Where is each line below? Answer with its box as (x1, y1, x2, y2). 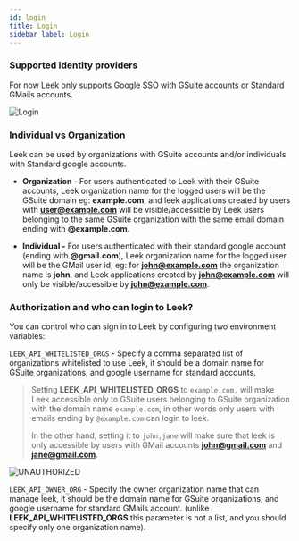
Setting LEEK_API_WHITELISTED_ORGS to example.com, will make (30, 385, 275, 395)
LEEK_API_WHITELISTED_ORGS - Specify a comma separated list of (9, 348, 244, 359)
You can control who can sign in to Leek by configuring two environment (9, 321, 277, 332)
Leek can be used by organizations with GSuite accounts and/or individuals (9, 148, 287, 159)
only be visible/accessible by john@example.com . (21, 278, 210, 289)
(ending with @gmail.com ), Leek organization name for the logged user (21, 249, 287, 260)
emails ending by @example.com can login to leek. (30, 413, 210, 424)
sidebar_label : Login (9, 30, 90, 38)
